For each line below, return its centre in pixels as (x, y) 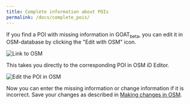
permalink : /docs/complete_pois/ (48, 17)
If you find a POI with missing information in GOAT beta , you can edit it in (95, 35)
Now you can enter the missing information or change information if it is (95, 88)
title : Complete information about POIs (58, 12)
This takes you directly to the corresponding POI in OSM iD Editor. (88, 65)
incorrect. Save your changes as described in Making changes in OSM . (94, 95)
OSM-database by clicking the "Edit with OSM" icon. (71, 42)
